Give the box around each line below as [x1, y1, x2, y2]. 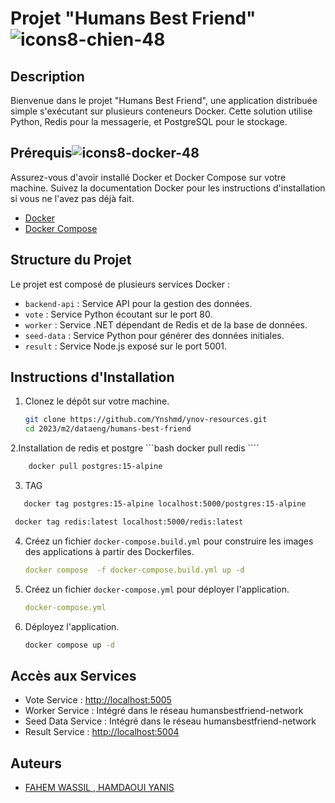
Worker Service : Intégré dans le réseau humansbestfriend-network [24, 705, 304, 717]
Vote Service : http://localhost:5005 [24, 694, 172, 706]
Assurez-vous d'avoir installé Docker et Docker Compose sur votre [10, 171, 287, 183]
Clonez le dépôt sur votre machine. [24, 395, 170, 407]
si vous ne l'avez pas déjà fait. [10, 192, 135, 204]
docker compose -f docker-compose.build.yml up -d [24, 565, 245, 575]
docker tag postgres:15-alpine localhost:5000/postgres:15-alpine [23, 499, 307, 509]
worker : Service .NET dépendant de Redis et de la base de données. [24, 318, 308, 331]
